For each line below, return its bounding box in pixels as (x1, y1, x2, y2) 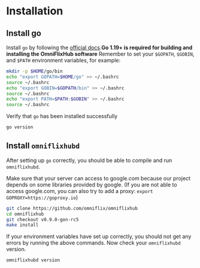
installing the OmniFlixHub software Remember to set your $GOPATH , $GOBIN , (6, 50, 195, 58)
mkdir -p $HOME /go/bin (6, 68, 63, 74)
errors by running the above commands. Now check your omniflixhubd (6, 239, 181, 246)
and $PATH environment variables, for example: (6, 57, 121, 64)
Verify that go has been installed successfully (6, 113, 118, 120)
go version (6, 124, 34, 130)
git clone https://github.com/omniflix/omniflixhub (6, 205, 138, 211)
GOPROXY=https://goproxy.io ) (6, 194, 78, 201)
